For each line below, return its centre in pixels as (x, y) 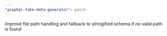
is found (13, 29)
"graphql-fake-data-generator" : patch (45, 10)
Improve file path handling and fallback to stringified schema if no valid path (83, 24)
